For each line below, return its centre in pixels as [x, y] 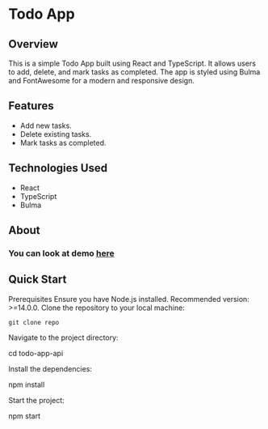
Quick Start [38, 280]
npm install [27, 384]
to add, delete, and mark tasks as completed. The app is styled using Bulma [134, 72]
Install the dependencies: [50, 368]
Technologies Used [58, 168]
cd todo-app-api [36, 353]
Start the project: [36, 400]
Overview [33, 44]
